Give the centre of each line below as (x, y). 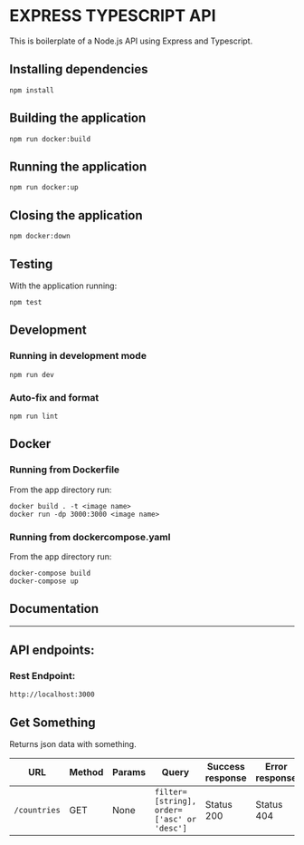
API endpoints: (52, 651)
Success (226, 767)
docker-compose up (44, 581)
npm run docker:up (44, 188)
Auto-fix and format (54, 397)
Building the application (78, 118)
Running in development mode (78, 356)
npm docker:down (40, 237)
